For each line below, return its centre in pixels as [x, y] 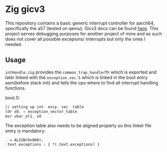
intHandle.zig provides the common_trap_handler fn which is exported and [81, 72]
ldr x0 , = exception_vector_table [41, 111]
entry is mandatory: [26, 131]
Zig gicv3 [25, 9]
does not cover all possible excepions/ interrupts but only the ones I [75, 39]
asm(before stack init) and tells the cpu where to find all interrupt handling [82, 82]
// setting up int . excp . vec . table [45, 107]
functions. [16, 88]
